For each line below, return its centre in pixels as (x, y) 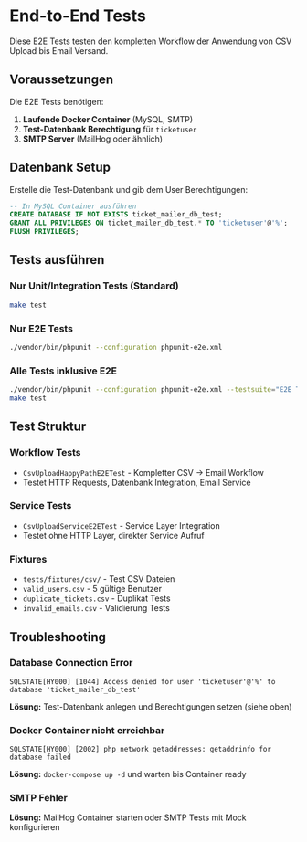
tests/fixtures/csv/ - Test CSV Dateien (99, 579)
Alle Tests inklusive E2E (63, 371)
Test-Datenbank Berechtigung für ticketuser (110, 129)
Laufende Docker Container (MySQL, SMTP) (108, 119)
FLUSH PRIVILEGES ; (44, 232)
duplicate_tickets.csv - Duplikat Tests (96, 598)
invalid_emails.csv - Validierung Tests (96, 608)
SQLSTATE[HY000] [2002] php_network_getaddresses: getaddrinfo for (141, 750)
